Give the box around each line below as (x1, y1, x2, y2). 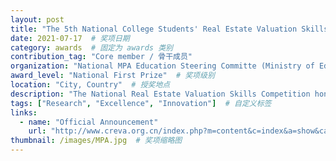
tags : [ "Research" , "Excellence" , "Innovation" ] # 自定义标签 (10, 98, 272, 108)
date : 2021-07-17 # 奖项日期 (10, 33, 130, 43)
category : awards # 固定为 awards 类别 (10, 42, 173, 53)
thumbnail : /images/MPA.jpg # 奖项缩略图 (10, 136, 183, 146)
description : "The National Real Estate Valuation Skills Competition (10, 89, 311, 99)
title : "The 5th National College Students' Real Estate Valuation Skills (10, 24, 329, 34)
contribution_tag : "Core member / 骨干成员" (10, 52, 193, 62)
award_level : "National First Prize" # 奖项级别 (10, 71, 215, 81)
